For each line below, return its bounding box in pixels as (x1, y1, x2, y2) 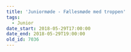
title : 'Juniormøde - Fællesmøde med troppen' (6, 8, 126, 15)
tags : (6, 14, 20, 20)
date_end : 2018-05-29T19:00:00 (6, 31, 86, 37)
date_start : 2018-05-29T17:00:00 (6, 25, 91, 32)
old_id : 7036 (6, 36, 39, 42)
